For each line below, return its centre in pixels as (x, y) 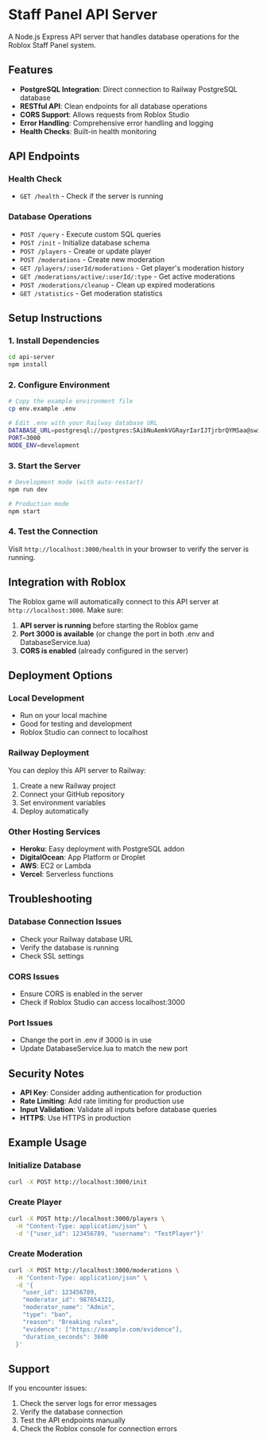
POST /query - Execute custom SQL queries (90, 234)
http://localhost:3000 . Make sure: (66, 610)
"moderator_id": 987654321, (69, 1300)
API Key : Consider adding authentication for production (111, 1093)
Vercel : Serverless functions (66, 874)
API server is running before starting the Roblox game (109, 625)
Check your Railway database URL (76, 939)
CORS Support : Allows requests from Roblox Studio (104, 114)
